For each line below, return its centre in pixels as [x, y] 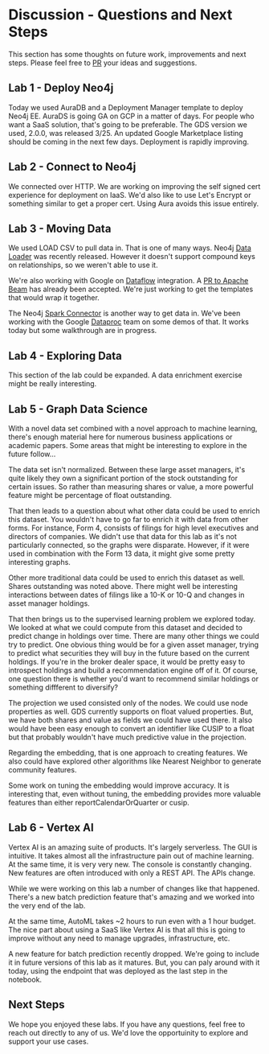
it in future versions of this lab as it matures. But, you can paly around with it [134, 962]
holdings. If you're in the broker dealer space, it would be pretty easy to [127, 662]
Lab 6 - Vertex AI [51, 828]
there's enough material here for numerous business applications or [120, 437]
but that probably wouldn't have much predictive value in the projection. [127, 737]
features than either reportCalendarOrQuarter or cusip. [99, 803]
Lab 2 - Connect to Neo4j [72, 167]
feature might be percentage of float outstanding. [90, 495]
